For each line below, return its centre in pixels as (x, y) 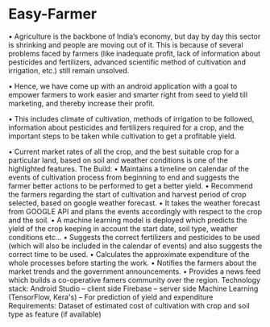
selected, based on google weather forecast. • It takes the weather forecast (134, 203)
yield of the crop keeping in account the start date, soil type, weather (123, 228)
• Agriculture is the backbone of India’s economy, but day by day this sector (135, 36)
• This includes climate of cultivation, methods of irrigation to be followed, (131, 118)
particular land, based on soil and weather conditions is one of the (118, 160)
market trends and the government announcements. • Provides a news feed (135, 271)
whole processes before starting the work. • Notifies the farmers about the (133, 263)
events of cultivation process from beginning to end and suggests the (124, 177)
